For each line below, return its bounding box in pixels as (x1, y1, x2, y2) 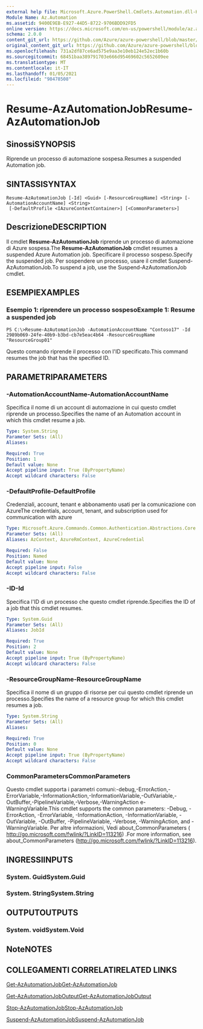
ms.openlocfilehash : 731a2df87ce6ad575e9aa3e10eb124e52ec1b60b (6, 48, 169, 54)
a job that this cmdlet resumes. (6, 604, 83, 612)
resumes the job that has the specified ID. (6, 354, 110, 362)
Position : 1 (6, 456, 36, 462)
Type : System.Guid (6, 616, 53, 622)
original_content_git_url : (6, 43, 74, 49)
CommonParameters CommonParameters (6, 772, 131, 780)
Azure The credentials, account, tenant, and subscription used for (6, 507, 168, 514)
